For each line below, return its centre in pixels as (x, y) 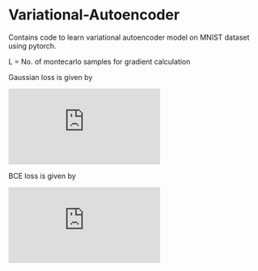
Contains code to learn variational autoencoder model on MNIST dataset (129, 37)
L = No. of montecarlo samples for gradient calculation (99, 61)
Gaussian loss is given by (51, 77)
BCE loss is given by (42, 176)
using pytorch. (32, 45)
